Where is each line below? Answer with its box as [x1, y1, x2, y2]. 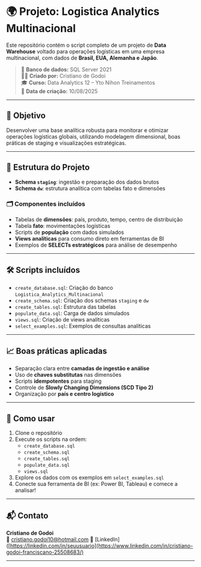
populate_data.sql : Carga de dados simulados [14, 310, 130, 317]
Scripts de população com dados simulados [14, 229, 124, 236]
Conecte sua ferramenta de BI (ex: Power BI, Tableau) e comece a [14, 481, 178, 488]
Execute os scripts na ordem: [14, 436, 87, 443]
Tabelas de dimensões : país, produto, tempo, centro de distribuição [14, 215, 183, 223]
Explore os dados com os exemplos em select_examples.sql [14, 474, 165, 481]
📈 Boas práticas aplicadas [6, 346, 108, 356]
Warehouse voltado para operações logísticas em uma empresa [6, 47, 165, 55]
